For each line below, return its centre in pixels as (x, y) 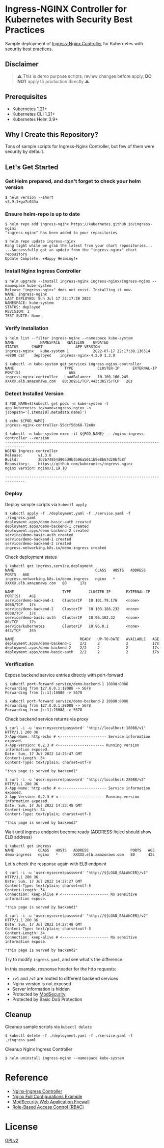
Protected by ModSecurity (39, 994)
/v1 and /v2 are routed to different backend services (65, 978)
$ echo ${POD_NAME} (25, 421)
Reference (27, 1077)
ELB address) (19, 837)
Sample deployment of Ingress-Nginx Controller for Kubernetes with (74, 43)
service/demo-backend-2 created (38, 544)
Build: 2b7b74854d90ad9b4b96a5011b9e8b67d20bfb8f (66, 460)
